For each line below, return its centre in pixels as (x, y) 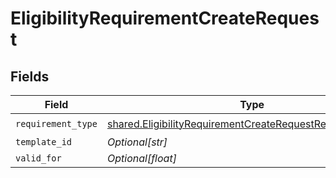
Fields (30, 76)
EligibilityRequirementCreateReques (165, 18)
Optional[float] (141, 158)
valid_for (38, 158)
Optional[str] (137, 142)
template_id (44, 142)
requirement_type (56, 123)
